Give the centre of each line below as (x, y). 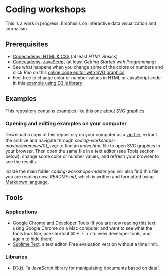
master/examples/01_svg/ (32, 145)
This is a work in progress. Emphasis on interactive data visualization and (81, 23)
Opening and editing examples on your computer (66, 124)
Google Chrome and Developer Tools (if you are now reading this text (84, 223)
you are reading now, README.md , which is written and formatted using (79, 176)
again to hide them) (33, 239)
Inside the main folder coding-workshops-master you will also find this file (82, 171)
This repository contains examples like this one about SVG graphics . (76, 111)
